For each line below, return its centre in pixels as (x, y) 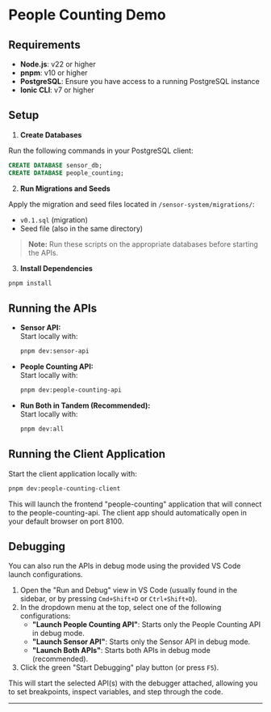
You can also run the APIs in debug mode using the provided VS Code (125, 566)
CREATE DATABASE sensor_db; (56, 165)
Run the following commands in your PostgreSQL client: (101, 150)
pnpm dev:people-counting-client (65, 488)
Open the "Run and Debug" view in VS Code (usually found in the (129, 590)
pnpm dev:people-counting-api (71, 390)
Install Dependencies (56, 268)
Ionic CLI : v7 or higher (57, 90)
